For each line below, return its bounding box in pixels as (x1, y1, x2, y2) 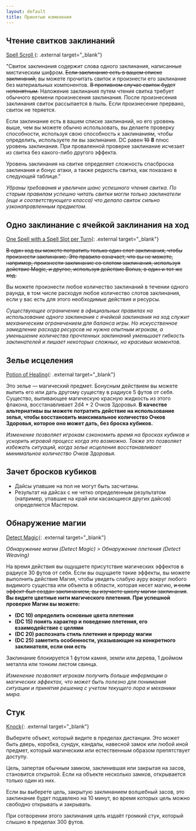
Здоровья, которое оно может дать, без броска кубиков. (6, 419, 153, 426)
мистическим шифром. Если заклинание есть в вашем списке (6, 69, 163, 76)
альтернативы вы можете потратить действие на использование (6, 407, 174, 414)
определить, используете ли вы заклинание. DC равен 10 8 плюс (6, 136, 169, 144)
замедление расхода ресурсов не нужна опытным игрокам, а (6, 326, 163, 333)
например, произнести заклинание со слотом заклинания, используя (6, 260, 181, 267)
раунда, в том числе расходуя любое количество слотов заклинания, (6, 290, 181, 297)
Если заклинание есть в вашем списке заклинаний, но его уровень (6, 118, 175, 125)
